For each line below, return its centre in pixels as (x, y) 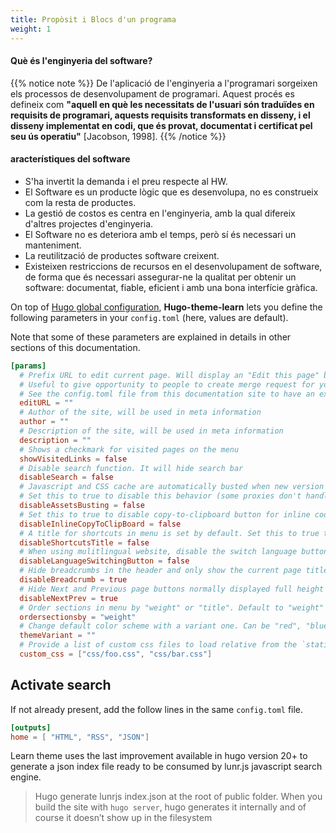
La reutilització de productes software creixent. (122, 255)
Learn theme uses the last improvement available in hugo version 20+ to (159, 756)
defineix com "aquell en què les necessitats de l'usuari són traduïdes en (162, 104)
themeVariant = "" (58, 636)
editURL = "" (46, 403)
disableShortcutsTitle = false (84, 542)
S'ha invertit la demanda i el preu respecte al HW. (126, 181)
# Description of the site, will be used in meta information (151, 431)
